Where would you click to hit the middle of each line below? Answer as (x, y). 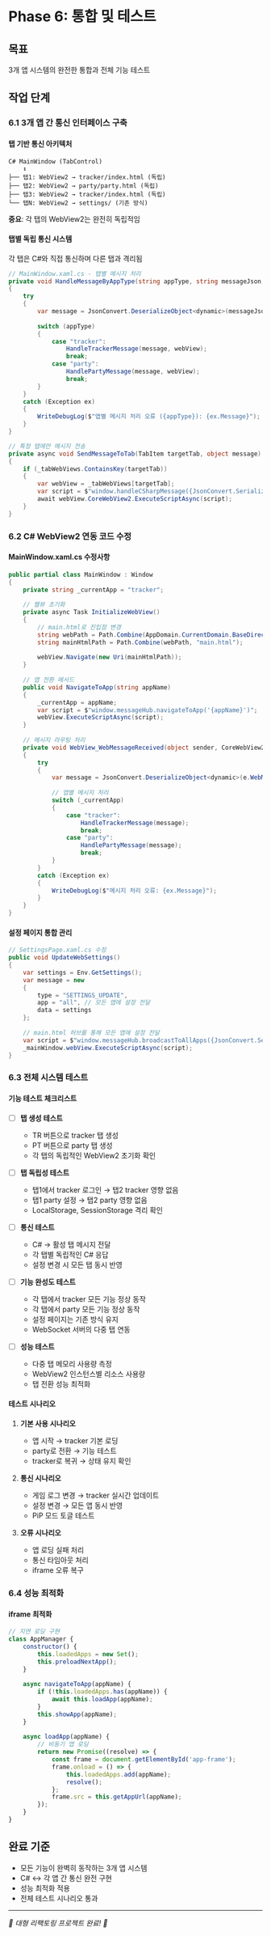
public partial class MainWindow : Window (81, 574)
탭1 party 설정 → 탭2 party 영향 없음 (90, 1200)
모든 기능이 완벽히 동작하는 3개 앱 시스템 (83, 1868)
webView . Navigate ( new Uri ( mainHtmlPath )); (110, 657)
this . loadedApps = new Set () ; (88, 1654)
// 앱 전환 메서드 (49, 680)
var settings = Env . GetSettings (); (83, 972)
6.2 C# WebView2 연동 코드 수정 (70, 536)
